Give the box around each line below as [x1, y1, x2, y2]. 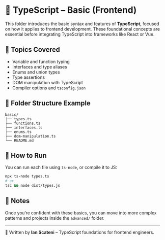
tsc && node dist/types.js [5, 183, 60, 188]
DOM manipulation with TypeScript [12, 79, 83, 85]
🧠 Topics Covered [5, 45, 60, 54]
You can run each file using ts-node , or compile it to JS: [5, 165, 117, 171]
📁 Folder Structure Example [5, 99, 91, 107]
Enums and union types [12, 69, 60, 75]
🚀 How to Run [5, 151, 47, 160]
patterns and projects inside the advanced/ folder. [5, 215, 105, 221]
